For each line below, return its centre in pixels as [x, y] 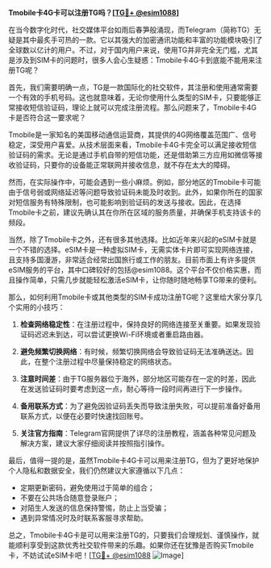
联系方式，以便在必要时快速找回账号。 [83, 416]
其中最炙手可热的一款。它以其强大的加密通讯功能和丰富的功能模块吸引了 [142, 40]
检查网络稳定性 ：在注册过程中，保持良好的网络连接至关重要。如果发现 [137, 324]
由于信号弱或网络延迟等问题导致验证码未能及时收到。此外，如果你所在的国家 [135, 192]
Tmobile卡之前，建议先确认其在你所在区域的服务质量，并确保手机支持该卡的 [135, 212]
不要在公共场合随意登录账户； [69, 498]
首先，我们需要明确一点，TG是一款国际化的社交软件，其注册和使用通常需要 [133, 87]
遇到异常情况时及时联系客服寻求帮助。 [83, 518]
